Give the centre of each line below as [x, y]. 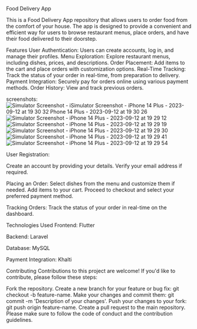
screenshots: [22, 99]
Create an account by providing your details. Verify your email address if [94, 166]
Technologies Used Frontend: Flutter [51, 225]
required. [17, 172]
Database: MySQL [28, 248]
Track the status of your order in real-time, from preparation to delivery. [93, 75]
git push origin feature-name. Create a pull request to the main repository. [96, 307]
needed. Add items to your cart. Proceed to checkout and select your [90, 190]
